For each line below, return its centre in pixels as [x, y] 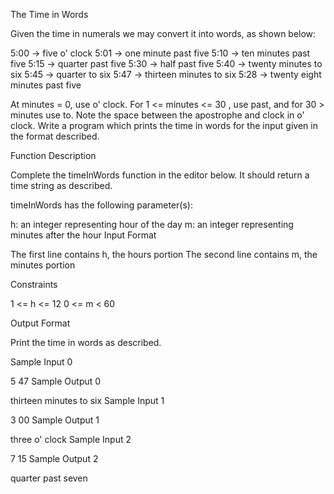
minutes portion [43, 265]
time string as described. [61, 185]
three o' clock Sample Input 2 [71, 439]
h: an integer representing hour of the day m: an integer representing [152, 224]
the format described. [55, 136]
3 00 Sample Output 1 [55, 420]
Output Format [40, 323]
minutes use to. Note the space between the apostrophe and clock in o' [157, 115]
